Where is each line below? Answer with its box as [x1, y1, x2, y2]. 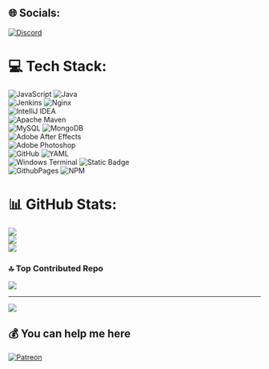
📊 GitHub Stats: [8, 195, 118, 213]
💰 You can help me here [8, 327, 131, 341]
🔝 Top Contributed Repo [8, 263, 104, 274]
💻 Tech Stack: [8, 58, 107, 75]
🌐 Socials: [8, 6, 61, 20]
